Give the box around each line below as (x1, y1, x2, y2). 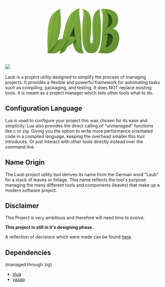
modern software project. (5, 187, 57, 193)
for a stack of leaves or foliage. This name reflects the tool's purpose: (5, 177, 147, 183)
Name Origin (5, 158, 45, 167)
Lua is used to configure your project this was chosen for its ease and (5, 117, 148, 123)
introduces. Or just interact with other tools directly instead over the (5, 139, 143, 144)
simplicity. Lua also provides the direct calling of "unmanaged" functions (5, 123, 154, 129)
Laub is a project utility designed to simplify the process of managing (5, 74, 146, 80)
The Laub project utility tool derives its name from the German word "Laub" (5, 171, 159, 177)
